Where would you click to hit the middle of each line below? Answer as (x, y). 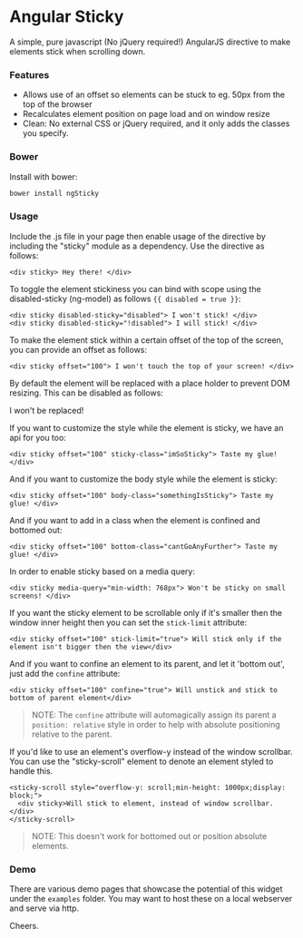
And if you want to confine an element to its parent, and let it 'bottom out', (147, 663)
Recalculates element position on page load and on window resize (146, 114)
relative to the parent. (72, 734)
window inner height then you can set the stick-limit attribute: (128, 622)
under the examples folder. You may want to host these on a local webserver (151, 899)
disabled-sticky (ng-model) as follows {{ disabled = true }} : (125, 298)
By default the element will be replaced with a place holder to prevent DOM (150, 383)
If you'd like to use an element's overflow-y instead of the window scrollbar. (151, 751)
